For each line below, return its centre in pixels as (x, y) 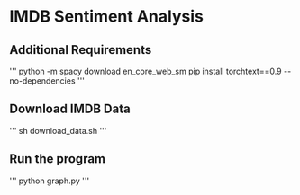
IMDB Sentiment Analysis (107, 17)
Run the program (58, 159)
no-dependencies (42, 81)
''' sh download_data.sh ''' (58, 130)
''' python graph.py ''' (50, 181)
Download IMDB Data (70, 109)
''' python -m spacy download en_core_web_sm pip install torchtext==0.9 (145, 71)
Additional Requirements (81, 50)
